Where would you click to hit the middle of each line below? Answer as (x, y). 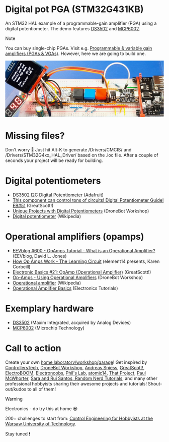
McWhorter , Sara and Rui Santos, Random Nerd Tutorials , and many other (81, 378)
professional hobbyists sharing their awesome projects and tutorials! (76, 383)
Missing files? (35, 136)
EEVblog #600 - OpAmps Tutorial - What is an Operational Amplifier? (84, 250)
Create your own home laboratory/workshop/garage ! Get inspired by (76, 362)
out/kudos (16, 389)
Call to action (33, 348)
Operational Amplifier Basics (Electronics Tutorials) (65, 288)
